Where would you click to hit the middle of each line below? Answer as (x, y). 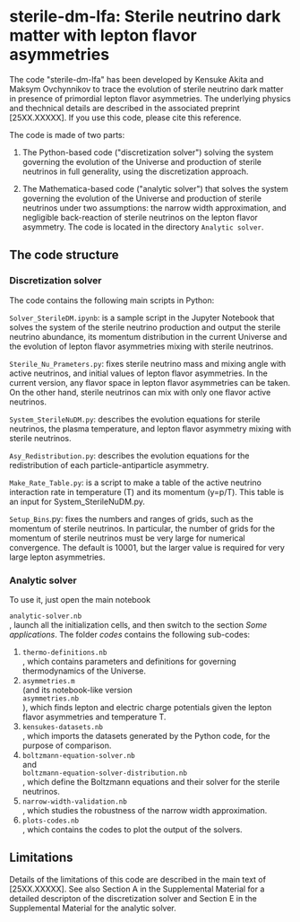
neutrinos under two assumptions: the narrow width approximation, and (154, 207)
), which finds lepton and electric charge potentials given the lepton (147, 707)
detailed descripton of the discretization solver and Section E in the (133, 898)
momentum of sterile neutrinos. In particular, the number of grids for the (142, 528)
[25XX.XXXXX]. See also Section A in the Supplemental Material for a (137, 889)
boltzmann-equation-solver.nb (79, 755)
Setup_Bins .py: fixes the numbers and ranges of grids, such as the (131, 518)
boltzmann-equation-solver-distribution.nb (105, 773)
